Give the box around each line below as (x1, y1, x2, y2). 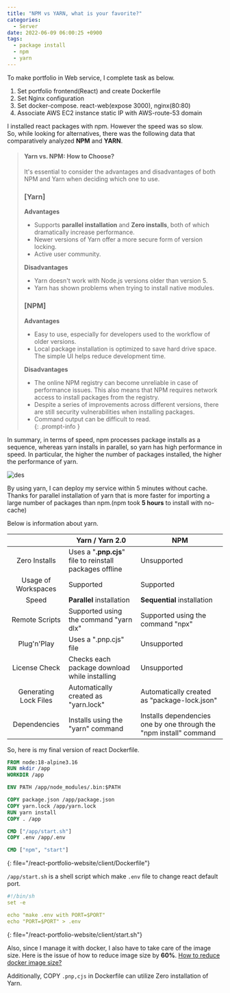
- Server (13, 23, 38, 30)
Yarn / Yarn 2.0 (76, 535, 127, 545)
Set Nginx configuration (16, 94, 84, 102)
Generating (18, 687, 55, 697)
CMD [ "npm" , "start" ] (7, 847, 69, 854)
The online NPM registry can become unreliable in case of (34, 378, 199, 386)
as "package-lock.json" (140, 695, 218, 705)
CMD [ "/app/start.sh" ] (7, 828, 72, 834)
